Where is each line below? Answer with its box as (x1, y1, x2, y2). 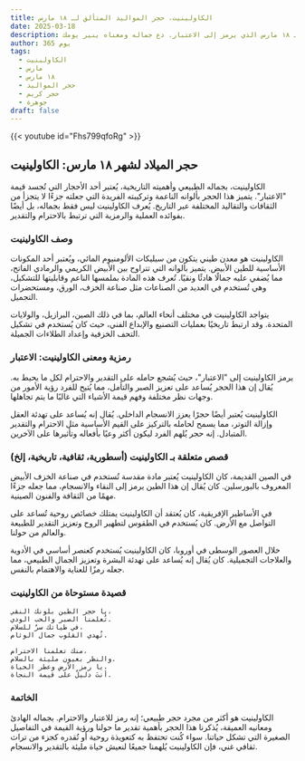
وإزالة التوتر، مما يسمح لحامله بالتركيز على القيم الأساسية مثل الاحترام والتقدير (10, 418, 273, 429)
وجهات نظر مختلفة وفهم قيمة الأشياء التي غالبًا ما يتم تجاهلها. (10, 390, 214, 401)
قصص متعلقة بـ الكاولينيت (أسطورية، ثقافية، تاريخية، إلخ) (10, 450, 229, 463)
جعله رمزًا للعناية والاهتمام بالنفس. (10, 564, 125, 574)
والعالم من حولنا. (10, 526, 67, 537)
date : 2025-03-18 (10, 22, 76, 31)
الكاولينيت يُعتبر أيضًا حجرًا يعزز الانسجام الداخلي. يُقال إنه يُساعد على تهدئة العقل (10, 409, 279, 419)
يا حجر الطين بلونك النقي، (10, 607, 112, 616)
